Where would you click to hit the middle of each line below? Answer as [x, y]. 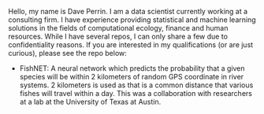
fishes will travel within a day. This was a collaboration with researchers [136, 93]
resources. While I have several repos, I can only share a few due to [118, 36]
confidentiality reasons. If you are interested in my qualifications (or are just [131, 45]
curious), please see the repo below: [68, 53]
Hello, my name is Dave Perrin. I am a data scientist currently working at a [128, 11]
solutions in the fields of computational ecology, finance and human [118, 28]
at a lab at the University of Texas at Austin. [90, 102]
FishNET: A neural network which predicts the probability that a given [132, 68]
